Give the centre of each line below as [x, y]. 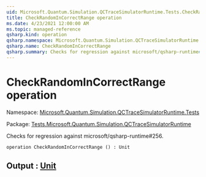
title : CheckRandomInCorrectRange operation [64, 18]
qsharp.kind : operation [37, 35]
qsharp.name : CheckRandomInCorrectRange [59, 47]
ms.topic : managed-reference [44, 29]
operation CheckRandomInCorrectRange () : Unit [68, 147]
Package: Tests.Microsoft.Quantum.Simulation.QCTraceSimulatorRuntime [99, 124]
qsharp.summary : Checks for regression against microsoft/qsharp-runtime [103, 52]
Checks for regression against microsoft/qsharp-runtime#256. [85, 136]
